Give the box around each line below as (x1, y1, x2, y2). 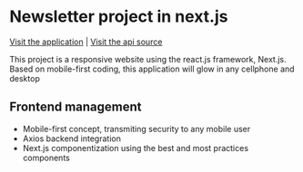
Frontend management (9, 100, 143, 115)
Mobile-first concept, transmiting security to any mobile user (22, 123, 251, 134)
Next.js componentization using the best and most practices (22, 142, 248, 153)
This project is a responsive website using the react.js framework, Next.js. (9, 53, 287, 64)
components (22, 152, 70, 163)
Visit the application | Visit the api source (9, 36, 163, 47)
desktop (9, 72, 41, 83)
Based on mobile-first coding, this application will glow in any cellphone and (9, 63, 295, 74)
